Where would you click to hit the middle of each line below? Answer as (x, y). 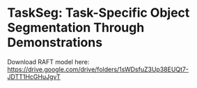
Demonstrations (55, 43)
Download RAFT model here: (48, 61)
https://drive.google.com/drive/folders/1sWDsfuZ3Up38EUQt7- (98, 69)
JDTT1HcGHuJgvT (34, 76)
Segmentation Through (76, 28)
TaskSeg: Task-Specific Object (98, 13)
